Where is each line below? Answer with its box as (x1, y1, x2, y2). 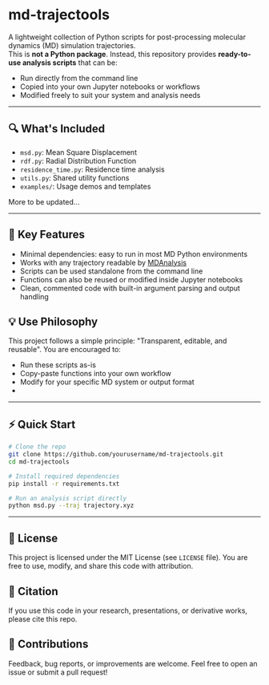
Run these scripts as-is (19, 360, 96, 370)
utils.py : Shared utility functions (19, 172, 130, 182)
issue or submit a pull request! (8, 667, 108, 677)
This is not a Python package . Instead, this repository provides (8, 49, 217, 59)
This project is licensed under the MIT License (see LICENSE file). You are (8, 553, 248, 562)
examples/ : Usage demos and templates (19, 181, 151, 191)
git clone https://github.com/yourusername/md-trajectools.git (8, 451, 224, 459)
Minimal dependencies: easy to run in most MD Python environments (19, 249, 248, 258)
